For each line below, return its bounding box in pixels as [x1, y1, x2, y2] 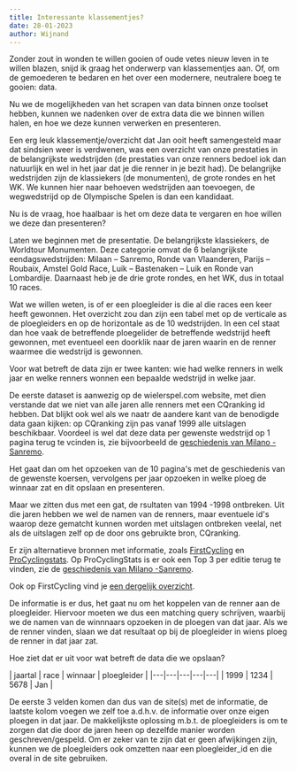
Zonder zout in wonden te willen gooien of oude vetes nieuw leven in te [9, 54, 270, 65]
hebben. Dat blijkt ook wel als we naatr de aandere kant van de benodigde [9, 409, 280, 420]
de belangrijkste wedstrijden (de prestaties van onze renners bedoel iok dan [9, 154, 287, 165]
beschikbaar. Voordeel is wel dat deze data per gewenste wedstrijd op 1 [9, 428, 270, 438]
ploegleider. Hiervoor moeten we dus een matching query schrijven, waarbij [9, 607, 286, 618]
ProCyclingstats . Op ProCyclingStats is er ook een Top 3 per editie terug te [9, 554, 281, 565]
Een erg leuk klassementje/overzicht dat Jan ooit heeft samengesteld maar [9, 135, 282, 146]
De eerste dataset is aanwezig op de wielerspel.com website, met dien [9, 390, 267, 401]
